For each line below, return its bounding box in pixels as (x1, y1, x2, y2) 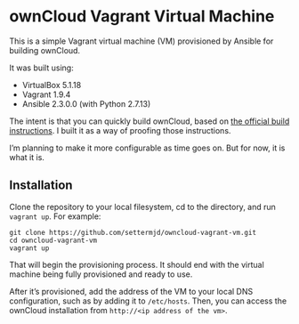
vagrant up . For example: (9, 211, 101, 222)
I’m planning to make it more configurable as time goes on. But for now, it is (9, 142, 286, 153)
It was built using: (9, 62, 74, 73)
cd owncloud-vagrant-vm (9, 236, 98, 245)
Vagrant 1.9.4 (21, 89, 71, 100)
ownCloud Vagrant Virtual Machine (9, 6, 275, 27)
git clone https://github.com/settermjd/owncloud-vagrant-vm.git (9, 228, 256, 237)
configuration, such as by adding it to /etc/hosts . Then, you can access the (9, 296, 287, 306)
